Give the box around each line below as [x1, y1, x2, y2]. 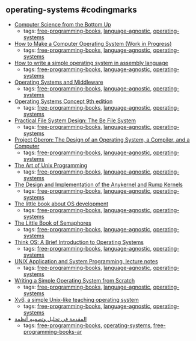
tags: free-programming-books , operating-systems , [23, 322, 152, 329]
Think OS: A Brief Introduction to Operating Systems [14, 238, 144, 246]
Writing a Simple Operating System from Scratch [14, 277, 135, 284]
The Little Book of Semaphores [14, 219, 91, 227]
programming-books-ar [23, 328, 82, 335]
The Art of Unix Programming [14, 161, 88, 169]
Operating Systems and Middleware [14, 78, 103, 86]
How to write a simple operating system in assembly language [14, 59, 169, 66]
